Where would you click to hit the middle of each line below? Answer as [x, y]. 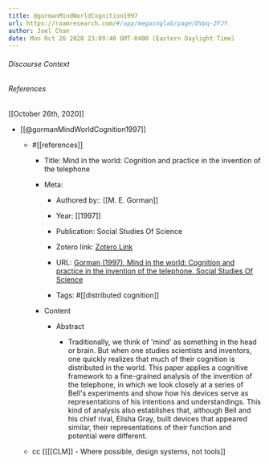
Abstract [70, 326]
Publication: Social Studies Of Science [119, 232]
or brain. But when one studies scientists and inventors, [160, 351]
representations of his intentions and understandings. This [164, 402]
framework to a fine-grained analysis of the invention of [160, 376]
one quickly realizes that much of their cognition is [151, 359]
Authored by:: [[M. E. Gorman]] [107, 200]
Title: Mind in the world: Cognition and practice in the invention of [152, 161]
